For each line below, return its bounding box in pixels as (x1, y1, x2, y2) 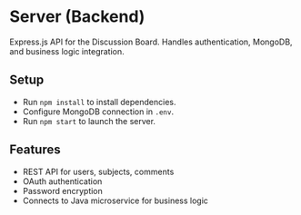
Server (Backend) (9, 6, 145, 27)
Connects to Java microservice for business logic (22, 195, 209, 206)
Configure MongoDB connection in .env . (22, 106, 175, 117)
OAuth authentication (22, 175, 103, 187)
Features (9, 142, 61, 158)
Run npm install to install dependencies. (22, 96, 176, 107)
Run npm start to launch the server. (22, 115, 156, 126)
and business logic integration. (9, 45, 125, 56)
